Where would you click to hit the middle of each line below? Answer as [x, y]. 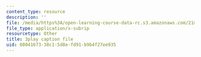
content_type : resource [36, 12]
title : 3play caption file [40, 39]
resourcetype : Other [32, 34]
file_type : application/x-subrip [48, 28]
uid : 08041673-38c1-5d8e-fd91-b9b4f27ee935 [61, 45]
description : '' [26, 17]
